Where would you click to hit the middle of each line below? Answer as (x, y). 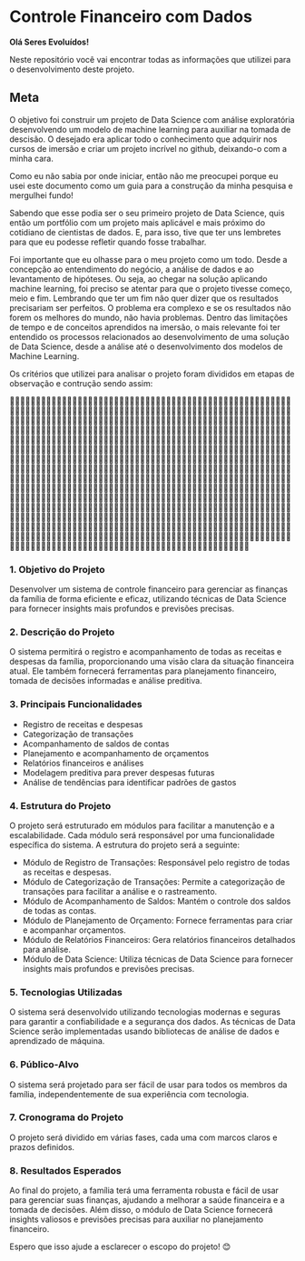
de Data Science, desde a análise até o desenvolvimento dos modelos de (146, 346)
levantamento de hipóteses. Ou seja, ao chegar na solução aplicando (138, 278)
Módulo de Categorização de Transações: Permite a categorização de (154, 881)
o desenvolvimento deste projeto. (72, 69)
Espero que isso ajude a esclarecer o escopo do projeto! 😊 (120, 1246)
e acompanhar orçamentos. (74, 930)
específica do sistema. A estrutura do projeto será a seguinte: (125, 845)
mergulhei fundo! (42, 195)
